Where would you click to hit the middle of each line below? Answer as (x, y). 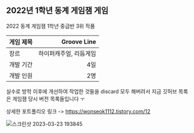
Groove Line (79, 41)
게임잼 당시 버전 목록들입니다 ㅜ (48, 99)
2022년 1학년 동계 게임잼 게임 (57, 11)
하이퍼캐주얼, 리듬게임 (67, 53)
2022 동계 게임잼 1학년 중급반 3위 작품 (51, 26)
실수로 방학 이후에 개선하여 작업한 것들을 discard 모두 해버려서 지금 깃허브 (92, 91)
